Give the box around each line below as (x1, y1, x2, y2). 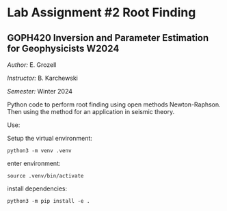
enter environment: (7, 159, 61, 167)
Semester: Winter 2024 (7, 87, 73, 95)
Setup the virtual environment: (7, 135, 92, 142)
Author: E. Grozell (7, 61, 57, 69)
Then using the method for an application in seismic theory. (7, 108, 175, 115)
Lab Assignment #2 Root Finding (7, 5, 196, 20)
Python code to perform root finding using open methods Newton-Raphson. (7, 100, 221, 109)
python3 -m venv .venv (7, 147, 72, 154)
